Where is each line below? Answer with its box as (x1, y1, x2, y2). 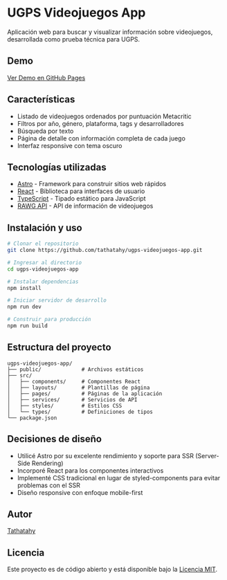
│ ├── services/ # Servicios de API (7, 396, 138, 403)
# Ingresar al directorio (7, 259, 82, 266)
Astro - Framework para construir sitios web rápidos (17, 180, 167, 188)
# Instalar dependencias (7, 278, 79, 285)
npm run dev (7, 303, 42, 311)
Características (7, 93, 75, 105)
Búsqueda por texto (17, 127, 74, 135)
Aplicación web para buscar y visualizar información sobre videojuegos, (7, 28, 213, 36)
